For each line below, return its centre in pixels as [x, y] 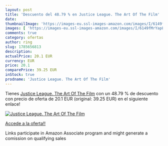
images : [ [15, 28]
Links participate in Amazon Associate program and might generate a [76, 133]
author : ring [19, 42]
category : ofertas [24, 38]
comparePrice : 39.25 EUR [31, 70]
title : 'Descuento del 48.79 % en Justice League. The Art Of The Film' [82, 14]
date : [11, 19]
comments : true [21, 33]
